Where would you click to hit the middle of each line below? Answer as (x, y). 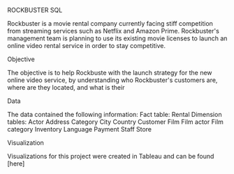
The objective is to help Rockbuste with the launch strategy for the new (110, 73)
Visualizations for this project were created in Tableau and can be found (111, 156)
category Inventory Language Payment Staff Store (80, 129)
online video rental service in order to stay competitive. (87, 46)
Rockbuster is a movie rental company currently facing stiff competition (110, 23)
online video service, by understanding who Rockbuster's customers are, (112, 80)
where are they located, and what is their (66, 87)
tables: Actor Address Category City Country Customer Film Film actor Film (115, 122)
